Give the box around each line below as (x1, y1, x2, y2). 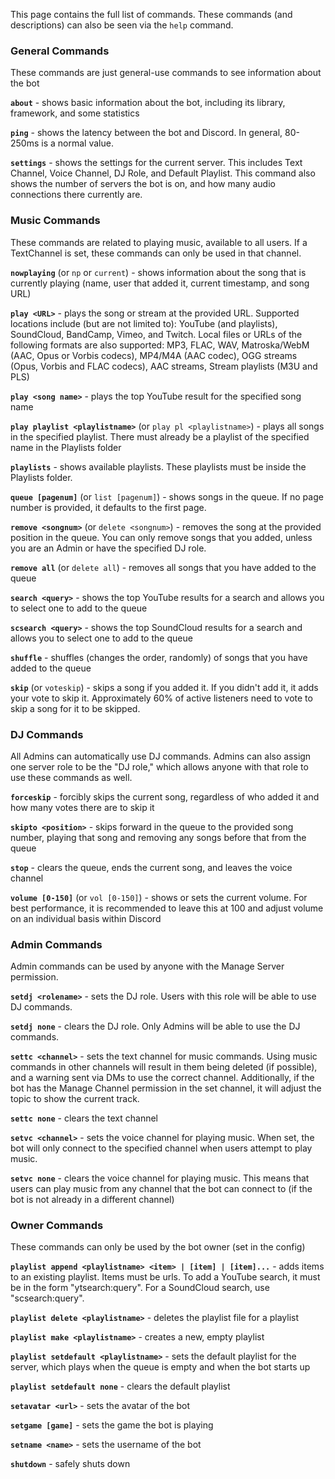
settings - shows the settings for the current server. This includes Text (10, 157, 303, 169)
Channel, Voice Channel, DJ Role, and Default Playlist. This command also (10, 167, 316, 179)
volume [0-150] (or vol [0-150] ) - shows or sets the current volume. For (10, 891, 308, 903)
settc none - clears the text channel (10, 1112, 158, 1124)
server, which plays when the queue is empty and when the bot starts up (10, 1361, 311, 1373)
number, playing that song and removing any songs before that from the (10, 831, 307, 843)
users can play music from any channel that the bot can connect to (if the (10, 1183, 313, 1195)
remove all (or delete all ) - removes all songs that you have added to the (10, 561, 317, 573)
